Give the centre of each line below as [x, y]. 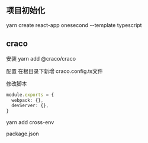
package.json [23, 134]
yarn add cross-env [30, 122]
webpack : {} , [28, 100]
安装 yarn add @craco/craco [41, 58]
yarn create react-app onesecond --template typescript [74, 25]
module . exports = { [30, 95]
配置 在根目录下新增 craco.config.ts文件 [55, 71]
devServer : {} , [30, 106]
